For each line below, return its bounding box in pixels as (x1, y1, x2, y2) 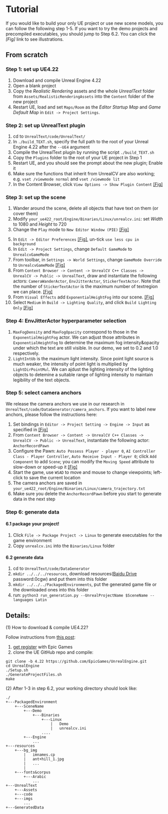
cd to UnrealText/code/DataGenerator (12, 565, 90, 571)
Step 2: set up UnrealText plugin (5, 122, 85, 129)
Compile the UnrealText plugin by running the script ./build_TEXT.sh (12, 149, 154, 155)
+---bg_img (14, 748, 37, 753)
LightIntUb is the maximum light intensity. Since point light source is (12, 355, 154, 361)
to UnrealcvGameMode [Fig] (12, 262, 65, 268)
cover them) (12, 211, 38, 217)
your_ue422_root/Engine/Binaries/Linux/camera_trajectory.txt (12, 486, 145, 491)
